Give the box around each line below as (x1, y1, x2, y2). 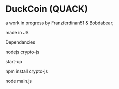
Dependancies (5, 39, 35, 45)
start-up (5, 58, 22, 64)
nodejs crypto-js (5, 49, 40, 55)
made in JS (5, 29, 29, 35)
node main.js (5, 78, 32, 84)
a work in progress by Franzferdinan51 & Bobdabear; (5, 20, 114, 26)
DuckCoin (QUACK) (5, 3, 88, 15)
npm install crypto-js (5, 68, 48, 74)
